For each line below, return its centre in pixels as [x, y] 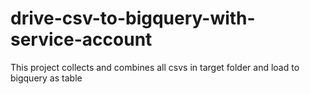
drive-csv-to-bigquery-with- [133, 18]
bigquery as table [46, 78]
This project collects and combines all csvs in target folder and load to [155, 67]
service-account [81, 39]
